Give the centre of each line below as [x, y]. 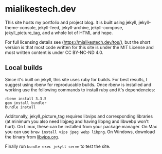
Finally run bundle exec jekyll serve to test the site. [58, 146]
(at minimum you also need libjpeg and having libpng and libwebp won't [77, 121]
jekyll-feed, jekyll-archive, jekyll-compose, [81, 27]
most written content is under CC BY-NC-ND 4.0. [54, 52]
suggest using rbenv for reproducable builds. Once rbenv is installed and [78, 85]
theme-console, [21, 27]
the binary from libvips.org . [32, 137]
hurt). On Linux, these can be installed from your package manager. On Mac [81, 126]
